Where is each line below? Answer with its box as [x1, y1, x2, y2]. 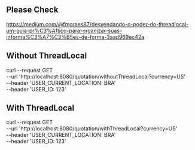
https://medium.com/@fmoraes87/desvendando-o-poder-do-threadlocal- [6, 20, 189, 27]
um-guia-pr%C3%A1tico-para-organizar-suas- [6, 27, 123, 34]
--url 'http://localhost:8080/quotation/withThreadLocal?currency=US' [6, 125, 178, 132]
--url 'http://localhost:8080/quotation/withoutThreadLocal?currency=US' [6, 73, 186, 80]
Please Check [6, 5, 59, 15]
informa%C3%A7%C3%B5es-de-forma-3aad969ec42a [6, 33, 145, 41]
